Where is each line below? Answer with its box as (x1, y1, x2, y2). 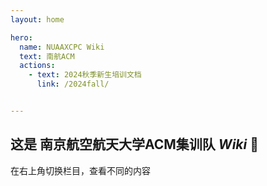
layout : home (10, 14, 65, 25)
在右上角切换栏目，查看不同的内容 (10, 164, 151, 176)
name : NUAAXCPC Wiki (19, 42, 105, 52)
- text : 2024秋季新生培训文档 (28, 70, 142, 80)
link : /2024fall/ (36, 79, 110, 90)
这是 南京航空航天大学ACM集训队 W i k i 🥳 (10, 136, 259, 153)
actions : (19, 61, 56, 71)
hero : (10, 32, 33, 43)
